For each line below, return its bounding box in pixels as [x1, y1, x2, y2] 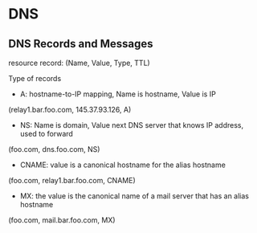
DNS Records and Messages [8, 37, 153, 51]
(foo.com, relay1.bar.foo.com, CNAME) [8, 176, 136, 185]
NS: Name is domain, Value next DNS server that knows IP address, [19, 121, 243, 129]
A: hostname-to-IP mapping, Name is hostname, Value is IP [19, 89, 217, 99]
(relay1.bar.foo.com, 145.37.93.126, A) [8, 105, 132, 114]
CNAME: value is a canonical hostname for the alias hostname [19, 160, 226, 170]
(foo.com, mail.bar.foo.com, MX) [8, 215, 116, 225]
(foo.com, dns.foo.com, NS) [8, 145, 100, 153]
